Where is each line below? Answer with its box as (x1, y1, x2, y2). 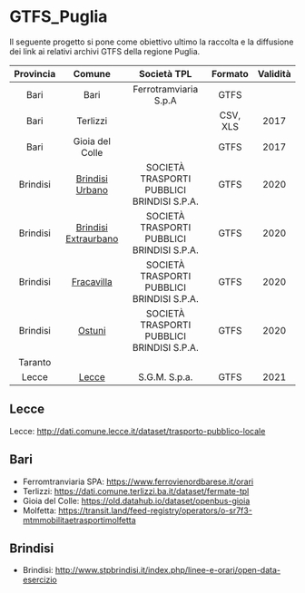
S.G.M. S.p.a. (137, 370, 193, 383)
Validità (257, 67, 291, 80)
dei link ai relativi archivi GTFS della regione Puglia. (9, 45, 201, 56)
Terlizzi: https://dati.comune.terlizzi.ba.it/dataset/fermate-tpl (22, 485, 250, 496)
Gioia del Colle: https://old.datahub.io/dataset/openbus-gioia (22, 495, 251, 506)
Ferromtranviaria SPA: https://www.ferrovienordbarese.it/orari (22, 476, 254, 487)
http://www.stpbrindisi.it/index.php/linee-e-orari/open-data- (54, 565, 281, 576)
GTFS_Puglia (9, 6, 108, 27)
